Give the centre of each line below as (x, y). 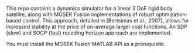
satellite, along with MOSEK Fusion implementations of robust (80, 14)
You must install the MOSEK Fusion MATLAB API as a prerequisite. (86, 44)
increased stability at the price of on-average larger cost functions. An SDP (97, 26)
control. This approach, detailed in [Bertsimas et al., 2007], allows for (106, 20)
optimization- (172, 14)
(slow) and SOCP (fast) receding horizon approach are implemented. (89, 33)
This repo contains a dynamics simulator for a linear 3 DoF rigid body (89, 8)
